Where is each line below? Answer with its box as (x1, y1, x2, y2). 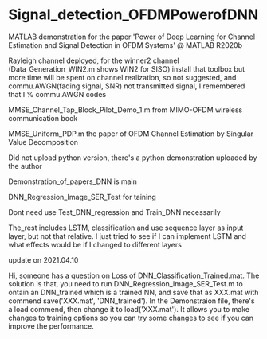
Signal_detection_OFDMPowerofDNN (8, 6, 259, 24)
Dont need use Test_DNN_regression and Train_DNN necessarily (8, 207, 221, 216)
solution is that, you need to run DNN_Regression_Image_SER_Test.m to (8, 279, 243, 288)
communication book (8, 113, 78, 123)
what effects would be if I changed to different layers (8, 240, 182, 249)
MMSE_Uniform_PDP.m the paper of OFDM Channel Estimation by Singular (8, 129, 253, 138)
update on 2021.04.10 (8, 255, 79, 264)
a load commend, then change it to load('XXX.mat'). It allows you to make (8, 304, 250, 314)
